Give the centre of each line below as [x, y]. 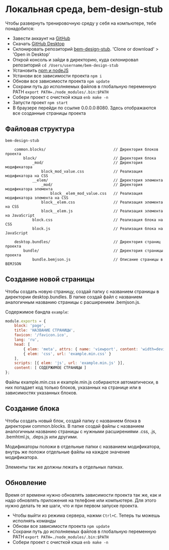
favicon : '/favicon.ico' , [41, 335]
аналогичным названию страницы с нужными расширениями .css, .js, [81, 431]
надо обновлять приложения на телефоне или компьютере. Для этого [81, 500]
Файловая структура [40, 129]
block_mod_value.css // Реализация [92, 171]
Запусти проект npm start [40, 102]
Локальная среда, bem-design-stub [84, 9]
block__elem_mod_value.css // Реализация [96, 193]
